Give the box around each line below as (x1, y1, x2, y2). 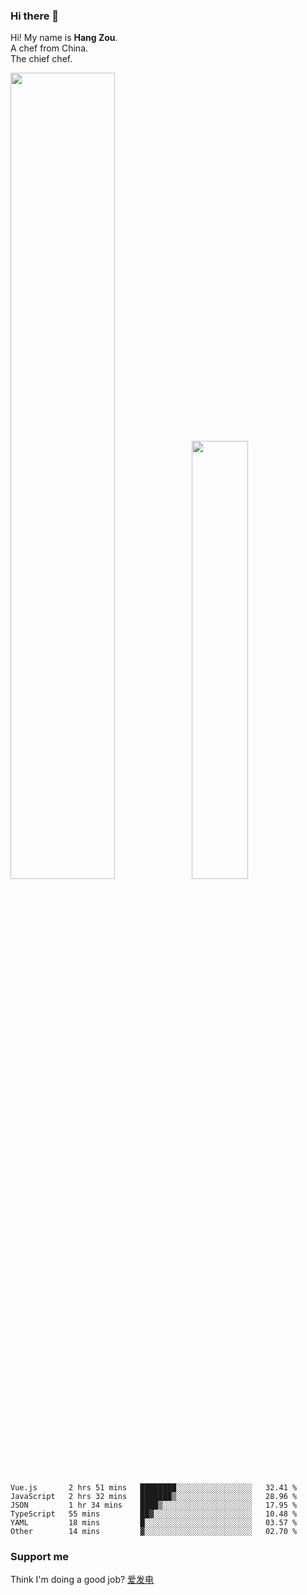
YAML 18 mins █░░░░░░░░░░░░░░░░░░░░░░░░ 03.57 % (10, 1517, 298, 1528)
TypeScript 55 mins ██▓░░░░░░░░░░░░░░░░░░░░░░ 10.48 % (10, 1509, 298, 1519)
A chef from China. (10, 42, 89, 54)
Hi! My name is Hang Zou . (10, 32, 118, 44)
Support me (10, 1549, 70, 1563)
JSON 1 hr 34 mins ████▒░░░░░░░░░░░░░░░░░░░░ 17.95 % (10, 1500, 298, 1510)
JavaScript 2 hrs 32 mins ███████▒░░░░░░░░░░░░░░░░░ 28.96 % (10, 1491, 298, 1501)
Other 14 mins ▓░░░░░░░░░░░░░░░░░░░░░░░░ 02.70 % (10, 1526, 298, 1536)
